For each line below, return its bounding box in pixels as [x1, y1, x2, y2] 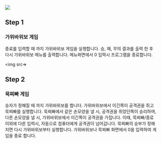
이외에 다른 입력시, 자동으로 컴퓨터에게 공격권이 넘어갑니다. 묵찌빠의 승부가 [5, 121, 146, 127]
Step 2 [5, 75, 25, 84]
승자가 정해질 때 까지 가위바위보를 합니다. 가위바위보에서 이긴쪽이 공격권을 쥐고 [5, 102, 154, 108]
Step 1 [5, 18, 24, 27]
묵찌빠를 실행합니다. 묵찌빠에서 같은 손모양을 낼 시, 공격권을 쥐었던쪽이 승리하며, [5, 109, 157, 114]
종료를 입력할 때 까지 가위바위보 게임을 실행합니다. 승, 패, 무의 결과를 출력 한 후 [5, 45, 154, 51]
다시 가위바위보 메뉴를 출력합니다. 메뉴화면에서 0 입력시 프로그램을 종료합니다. [5, 52, 153, 57]
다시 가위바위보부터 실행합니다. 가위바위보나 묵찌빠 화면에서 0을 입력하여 [14, 127, 152, 132]
